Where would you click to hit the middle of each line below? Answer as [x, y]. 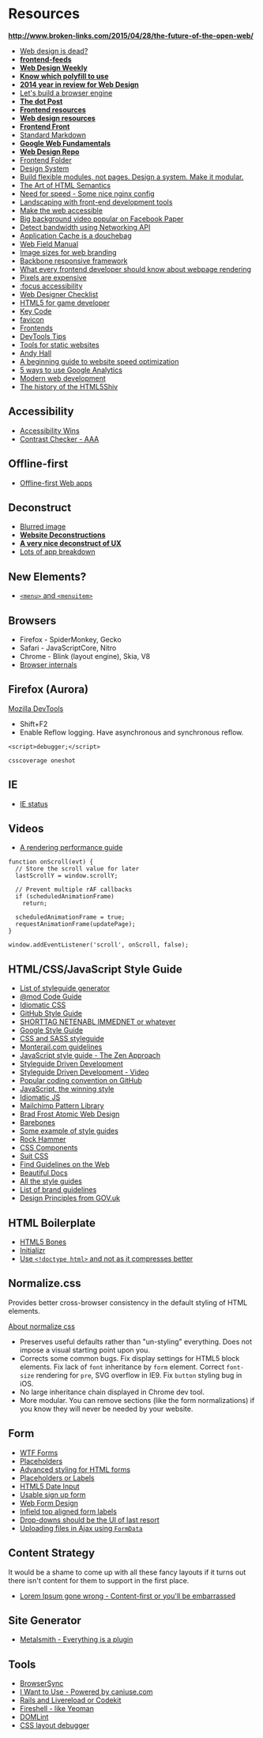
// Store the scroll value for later [77, 869]
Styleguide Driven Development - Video [84, 1072]
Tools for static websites [60, 344]
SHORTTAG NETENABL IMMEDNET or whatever [98, 1022]
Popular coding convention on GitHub [81, 1081]
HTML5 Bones [43, 1242]
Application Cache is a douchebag [75, 235]
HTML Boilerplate [52, 1223]
